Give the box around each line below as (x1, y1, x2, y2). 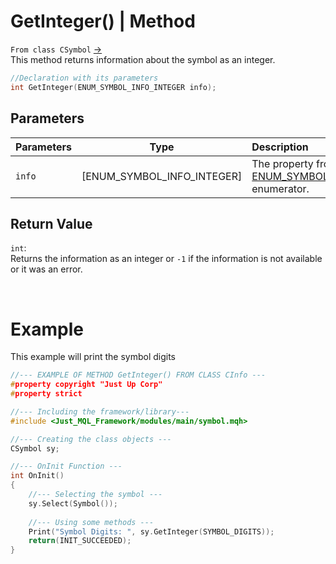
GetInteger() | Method (10, 10, 196, 33)
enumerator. (251, 181, 310, 195)
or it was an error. (10, 263, 83, 275)
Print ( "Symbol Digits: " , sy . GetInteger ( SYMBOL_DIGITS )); (28, 526, 275, 537)
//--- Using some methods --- (28, 517, 155, 527)
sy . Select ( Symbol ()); (28, 498, 118, 509)
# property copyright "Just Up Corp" (10, 380, 163, 390)
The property (251, 156, 314, 170)
